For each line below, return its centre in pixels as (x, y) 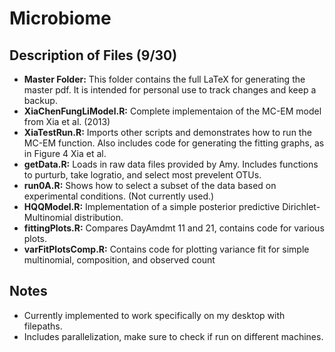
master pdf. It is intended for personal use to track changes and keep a (170, 90)
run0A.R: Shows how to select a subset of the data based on (150, 185)
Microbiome (60, 18)
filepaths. (43, 326)
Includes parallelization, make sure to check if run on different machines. (173, 336)
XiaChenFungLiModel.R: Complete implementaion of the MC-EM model (172, 111)
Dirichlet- (301, 206)
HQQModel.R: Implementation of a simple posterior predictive (152, 206)
